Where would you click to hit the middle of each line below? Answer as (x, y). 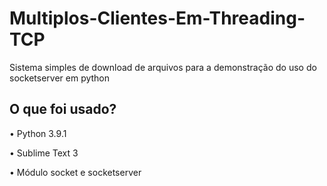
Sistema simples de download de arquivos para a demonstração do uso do (163, 67)
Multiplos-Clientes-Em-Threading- (157, 18)
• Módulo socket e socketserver (75, 172)
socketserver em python (60, 78)
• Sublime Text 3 (44, 153)
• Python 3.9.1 (38, 133)
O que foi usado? (63, 109)
